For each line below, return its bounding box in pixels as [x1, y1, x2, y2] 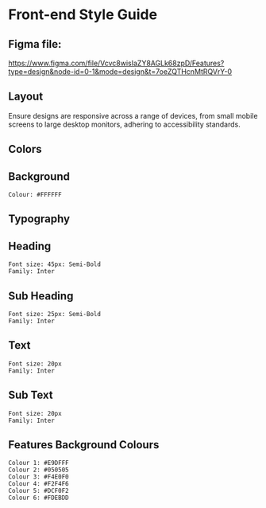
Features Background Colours [8, 438, 160, 451]
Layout [8, 90, 44, 104]
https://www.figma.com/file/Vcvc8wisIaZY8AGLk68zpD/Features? [8, 58, 225, 68]
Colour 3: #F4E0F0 [8, 473, 69, 481]
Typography [8, 213, 70, 226]
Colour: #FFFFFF [8, 191, 62, 199]
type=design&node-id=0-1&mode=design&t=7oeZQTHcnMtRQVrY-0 [8, 67, 233, 76]
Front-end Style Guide [8, 6, 157, 24]
